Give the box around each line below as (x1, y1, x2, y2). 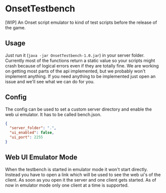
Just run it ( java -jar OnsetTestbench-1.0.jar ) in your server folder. (5, 52, 145, 58)
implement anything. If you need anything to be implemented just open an (5, 73, 156, 79)
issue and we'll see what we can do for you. (5, 78, 95, 84)
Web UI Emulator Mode (5, 153, 78, 162)
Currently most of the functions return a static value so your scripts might (5, 58, 155, 64)
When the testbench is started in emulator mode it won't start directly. (5, 166, 148, 172)
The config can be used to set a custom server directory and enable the (5, 106, 152, 112)
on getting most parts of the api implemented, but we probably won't (5, 68, 146, 74)
